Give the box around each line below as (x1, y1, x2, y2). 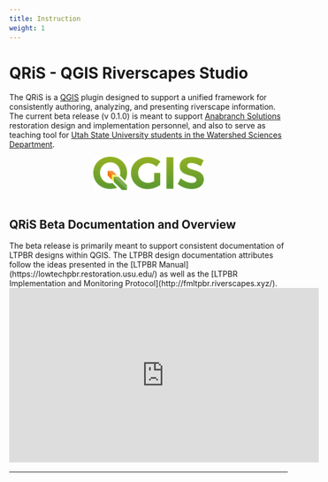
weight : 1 (9, 23, 46, 33)
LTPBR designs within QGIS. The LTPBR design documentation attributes (9, 250, 274, 260)
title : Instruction (9, 14, 81, 23)
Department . (9, 139, 56, 150)
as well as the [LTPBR (158, 268, 239, 279)
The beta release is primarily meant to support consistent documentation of (9, 240, 285, 252)
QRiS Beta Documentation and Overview (9, 217, 237, 232)
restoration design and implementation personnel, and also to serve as (9, 120, 266, 131)
